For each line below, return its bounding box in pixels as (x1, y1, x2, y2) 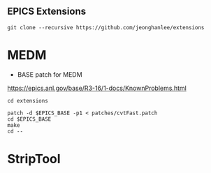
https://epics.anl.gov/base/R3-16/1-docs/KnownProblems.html (7, 84, 187, 92)
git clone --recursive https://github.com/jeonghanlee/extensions (7, 24, 205, 31)
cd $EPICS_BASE (7, 115, 52, 123)
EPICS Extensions (7, 6, 86, 17)
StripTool (7, 151, 61, 167)
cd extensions (7, 97, 49, 104)
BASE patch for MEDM (17, 70, 82, 79)
